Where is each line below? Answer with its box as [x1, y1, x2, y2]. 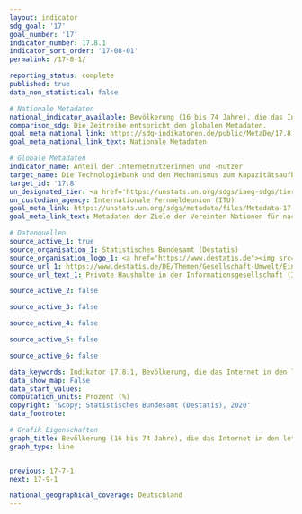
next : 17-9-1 [9, 474, 58, 483]
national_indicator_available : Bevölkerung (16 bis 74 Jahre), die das [9, 112, 283, 121]
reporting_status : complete [9, 71, 115, 81]
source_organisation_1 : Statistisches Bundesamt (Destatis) [9, 244, 240, 254]
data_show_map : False [9, 376, 91, 385]
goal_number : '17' [9, 30, 78, 39]
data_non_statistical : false [9, 87, 119, 97]
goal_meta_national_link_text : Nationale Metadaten [9, 137, 207, 146]
